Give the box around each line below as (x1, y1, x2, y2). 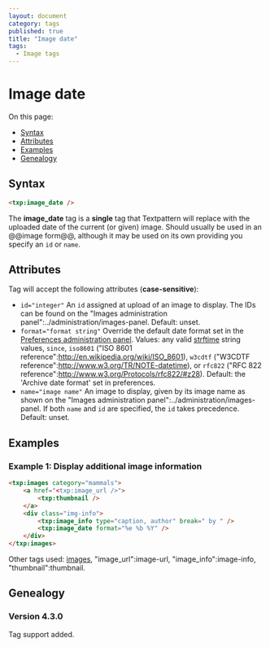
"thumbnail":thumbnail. (8, 563, 85, 572)
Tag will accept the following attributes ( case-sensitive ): (8, 284, 199, 294)
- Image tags (15, 50, 60, 58)
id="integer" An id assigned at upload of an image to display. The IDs (20, 300, 256, 310)
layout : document (8, 11, 67, 20)
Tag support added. (8, 629, 75, 639)
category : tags (8, 20, 60, 28)
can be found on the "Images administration (20, 308, 168, 318)
